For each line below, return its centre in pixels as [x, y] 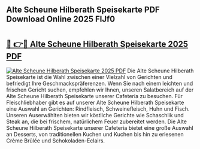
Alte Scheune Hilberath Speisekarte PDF [83, 10]
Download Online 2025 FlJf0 [61, 19]
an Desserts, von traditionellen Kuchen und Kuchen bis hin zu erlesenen [95, 134]
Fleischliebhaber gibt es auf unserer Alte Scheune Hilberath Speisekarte [95, 102]
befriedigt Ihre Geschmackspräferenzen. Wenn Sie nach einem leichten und [100, 83]
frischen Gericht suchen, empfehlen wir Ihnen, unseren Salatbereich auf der [100, 90]
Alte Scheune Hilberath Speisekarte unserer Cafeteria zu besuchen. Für [95, 96]
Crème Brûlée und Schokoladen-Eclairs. [56, 141]
